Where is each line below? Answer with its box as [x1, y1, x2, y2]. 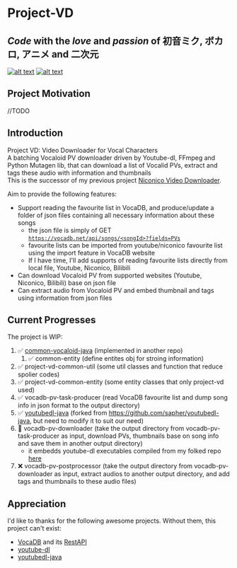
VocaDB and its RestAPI [17, 538, 87, 546]
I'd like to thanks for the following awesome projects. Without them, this [7, 516, 216, 525]
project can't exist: [7, 524, 62, 533]
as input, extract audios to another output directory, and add [54, 470, 230, 478]
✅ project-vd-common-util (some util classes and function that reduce [17, 362, 223, 371]
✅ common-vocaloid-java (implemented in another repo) [17, 347, 183, 355]
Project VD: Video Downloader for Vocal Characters [7, 146, 158, 154]
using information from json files [17, 294, 112, 302]
